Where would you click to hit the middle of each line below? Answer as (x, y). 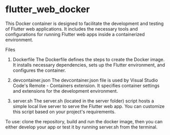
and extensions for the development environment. (65, 91)
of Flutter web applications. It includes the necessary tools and (72, 29)
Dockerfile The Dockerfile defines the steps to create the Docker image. (89, 59)
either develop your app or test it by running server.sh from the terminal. (81, 127)
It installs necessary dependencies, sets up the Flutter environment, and (89, 65)
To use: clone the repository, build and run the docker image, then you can (84, 121)
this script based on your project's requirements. (64, 112)
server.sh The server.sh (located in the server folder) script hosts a (83, 101)
